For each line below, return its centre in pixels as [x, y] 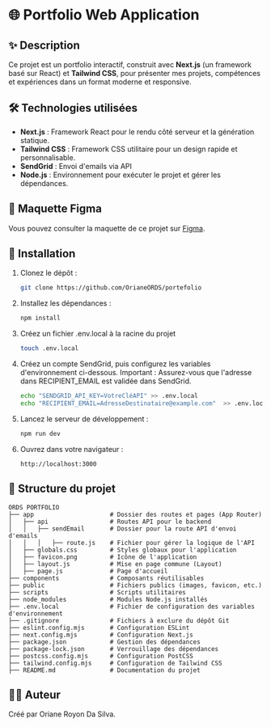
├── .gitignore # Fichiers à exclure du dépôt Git [119, 620]
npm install [40, 318]
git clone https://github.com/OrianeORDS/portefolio [111, 288]
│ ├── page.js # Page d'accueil [88, 571]
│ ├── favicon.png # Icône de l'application [103, 557]
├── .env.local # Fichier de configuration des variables [131, 607]
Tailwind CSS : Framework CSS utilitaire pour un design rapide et [129, 149]
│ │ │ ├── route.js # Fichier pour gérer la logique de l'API [131, 543]
